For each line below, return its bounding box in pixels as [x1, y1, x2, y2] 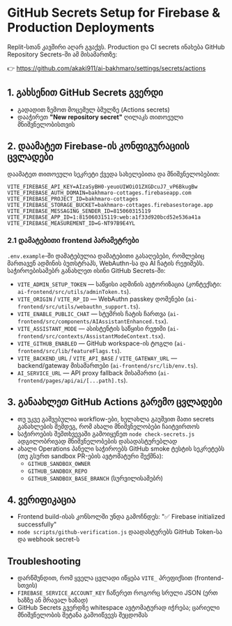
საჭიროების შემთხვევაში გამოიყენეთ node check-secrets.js [17, 430, 195, 438]
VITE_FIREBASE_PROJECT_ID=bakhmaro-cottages [7, 195, 139, 203]
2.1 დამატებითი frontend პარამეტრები [7, 235, 139, 245]
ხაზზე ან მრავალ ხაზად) [17, 596, 88, 604]
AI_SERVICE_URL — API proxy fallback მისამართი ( [17, 368, 161, 377]
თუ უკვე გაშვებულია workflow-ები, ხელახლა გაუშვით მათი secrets [17, 414, 215, 423]
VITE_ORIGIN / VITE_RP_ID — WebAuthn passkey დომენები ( [17, 295, 188, 303]
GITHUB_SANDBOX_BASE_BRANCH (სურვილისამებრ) [27, 474, 164, 482]
